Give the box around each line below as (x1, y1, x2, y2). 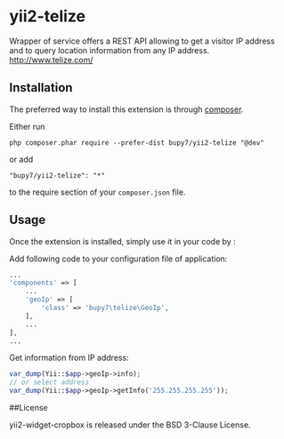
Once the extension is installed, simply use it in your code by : (9, 235, 236, 246)
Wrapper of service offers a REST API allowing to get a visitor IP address (9, 36, 275, 46)
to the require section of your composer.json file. (9, 187, 186, 197)
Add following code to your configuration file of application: (9, 253, 228, 264)
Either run (9, 121, 45, 132)
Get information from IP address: (9, 353, 129, 363)
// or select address (9, 378, 90, 387)
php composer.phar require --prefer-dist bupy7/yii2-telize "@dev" (9, 138, 265, 148)
